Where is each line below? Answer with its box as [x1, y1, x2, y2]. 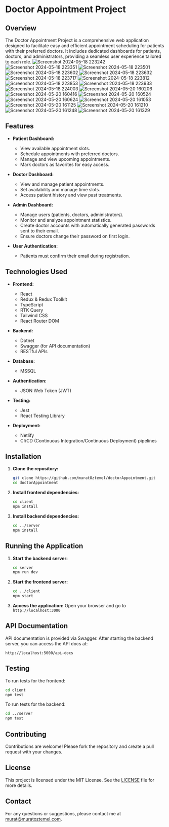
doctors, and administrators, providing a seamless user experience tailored [5, 53, 162, 59]
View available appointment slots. [20, 145, 90, 151]
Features [5, 122, 34, 130]
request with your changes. [5, 748, 62, 754]
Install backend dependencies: [12, 513, 79, 519]
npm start [12, 594, 34, 599]
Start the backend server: [12, 555, 68, 561]
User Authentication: [12, 243, 58, 249]
